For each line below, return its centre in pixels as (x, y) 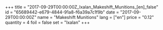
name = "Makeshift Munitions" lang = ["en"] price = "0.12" (96, 17)
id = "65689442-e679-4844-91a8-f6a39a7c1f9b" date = (62, 12)
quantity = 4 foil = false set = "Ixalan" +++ (48, 22)
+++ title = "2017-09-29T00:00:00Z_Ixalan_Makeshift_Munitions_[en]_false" (82, 7)
